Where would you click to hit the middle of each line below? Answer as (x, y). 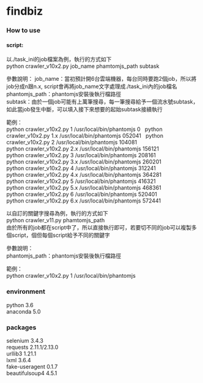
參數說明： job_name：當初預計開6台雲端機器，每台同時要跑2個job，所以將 (102, 79)
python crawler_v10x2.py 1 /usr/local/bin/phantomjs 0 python (85, 129)
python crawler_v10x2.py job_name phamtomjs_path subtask (83, 66)
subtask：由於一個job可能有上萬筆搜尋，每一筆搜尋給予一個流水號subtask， (102, 102)
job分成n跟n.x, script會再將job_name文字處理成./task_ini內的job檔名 (92, 86)
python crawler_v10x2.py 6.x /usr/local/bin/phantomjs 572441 (83, 201)
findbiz (25, 11)
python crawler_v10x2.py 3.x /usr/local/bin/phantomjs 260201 (84, 162)
